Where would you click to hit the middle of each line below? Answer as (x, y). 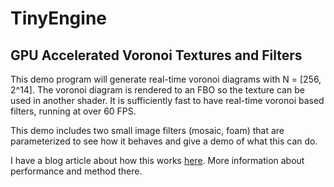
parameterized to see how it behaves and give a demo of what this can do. (164, 141)
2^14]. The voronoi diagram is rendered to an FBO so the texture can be (157, 90)
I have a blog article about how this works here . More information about (157, 160)
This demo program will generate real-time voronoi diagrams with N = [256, (166, 79)
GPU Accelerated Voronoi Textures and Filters (156, 55)
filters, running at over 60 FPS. (73, 111)
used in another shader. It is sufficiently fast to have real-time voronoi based (167, 100)
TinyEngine (58, 18)
